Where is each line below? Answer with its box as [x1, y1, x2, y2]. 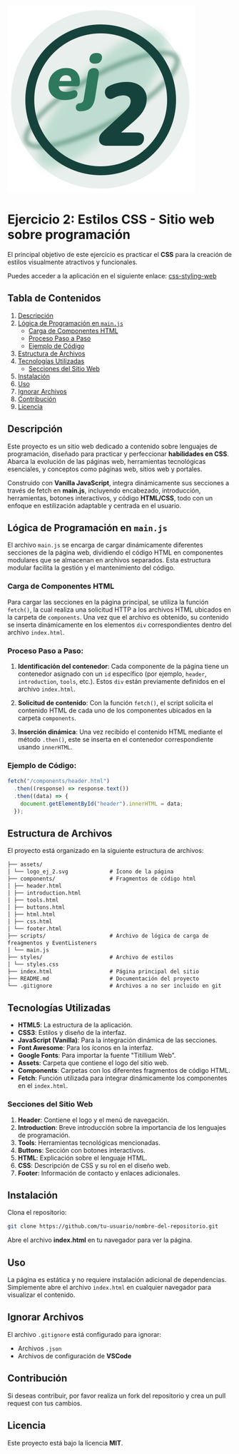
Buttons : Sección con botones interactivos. [17, 1146, 146, 1154]
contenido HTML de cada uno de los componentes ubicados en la [17, 706, 212, 715]
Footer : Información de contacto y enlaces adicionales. [17, 1168, 180, 1177]
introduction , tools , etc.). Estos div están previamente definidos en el [17, 677, 225, 685]
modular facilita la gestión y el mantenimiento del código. [7, 563, 176, 572]
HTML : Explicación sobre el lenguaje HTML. [17, 1153, 148, 1162]
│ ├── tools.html [7, 897, 59, 904]
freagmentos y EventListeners [7, 939, 98, 947]
